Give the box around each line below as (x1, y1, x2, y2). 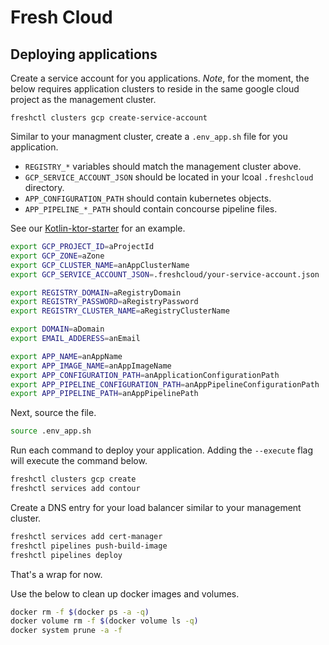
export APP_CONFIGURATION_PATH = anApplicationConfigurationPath (10, 370, 280, 380)
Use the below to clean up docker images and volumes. (10, 587, 240, 600)
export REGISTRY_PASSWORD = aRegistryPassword (10, 297, 199, 307)
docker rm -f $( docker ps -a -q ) (10, 607, 150, 617)
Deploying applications (10, 46, 158, 63)
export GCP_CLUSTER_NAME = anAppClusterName (10, 260, 190, 270)
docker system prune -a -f (10, 626, 123, 636)
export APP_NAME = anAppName (10, 351, 123, 361)
